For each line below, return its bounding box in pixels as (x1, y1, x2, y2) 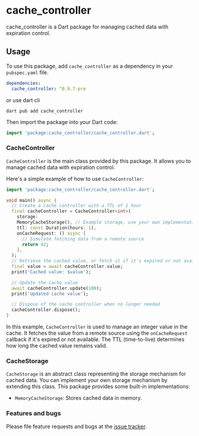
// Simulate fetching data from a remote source (21, 235, 145, 242)
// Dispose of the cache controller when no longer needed (11, 301, 161, 307)
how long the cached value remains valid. (6, 342, 108, 349)
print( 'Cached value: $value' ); (11, 269, 92, 275)
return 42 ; (21, 241, 49, 247)
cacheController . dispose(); (11, 307, 81, 313)
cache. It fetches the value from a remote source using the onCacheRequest (6, 330, 188, 337)
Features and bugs (6, 409, 61, 418)
